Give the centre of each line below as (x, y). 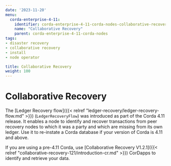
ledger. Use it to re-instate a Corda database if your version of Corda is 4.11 (84, 132)
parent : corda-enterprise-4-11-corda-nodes (61, 34)
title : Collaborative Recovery (38, 67)
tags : (11, 39)
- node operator (22, 57)
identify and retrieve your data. (38, 158)
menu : (11, 15)
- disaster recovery (27, 43)
